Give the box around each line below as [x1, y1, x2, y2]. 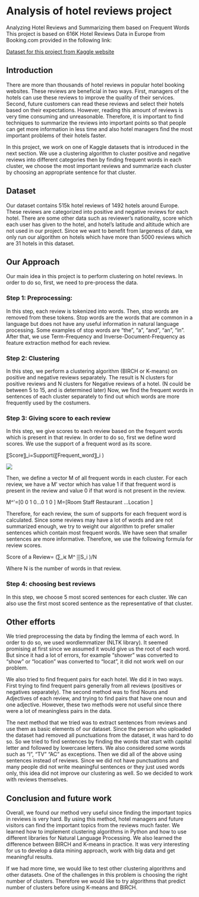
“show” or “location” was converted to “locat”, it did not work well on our [6, 658, 184, 665]
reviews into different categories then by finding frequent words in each [6, 156, 182, 163]
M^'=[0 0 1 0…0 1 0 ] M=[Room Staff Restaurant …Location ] [6, 499, 153, 506]
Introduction [6, 66, 53, 76]
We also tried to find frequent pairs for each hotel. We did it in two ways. [6, 676, 184, 683]
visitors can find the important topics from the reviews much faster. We [6, 822, 180, 829]
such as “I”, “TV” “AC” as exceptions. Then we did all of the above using [6, 750, 182, 758]
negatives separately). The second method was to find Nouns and [6, 689, 168, 696]
